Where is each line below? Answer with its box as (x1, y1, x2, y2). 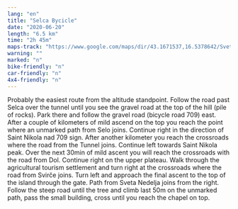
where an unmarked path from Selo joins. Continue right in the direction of (7, 125, 225, 135)
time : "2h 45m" (7, 37, 52, 44)
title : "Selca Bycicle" (7, 17, 78, 24)
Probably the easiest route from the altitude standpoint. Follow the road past (7, 96, 230, 104)
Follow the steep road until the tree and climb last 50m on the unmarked (7, 186, 217, 195)
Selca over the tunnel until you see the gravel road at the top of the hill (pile (7, 103, 227, 112)
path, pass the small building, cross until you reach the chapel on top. (7, 193, 210, 202)
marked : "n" (7, 57, 42, 64)
